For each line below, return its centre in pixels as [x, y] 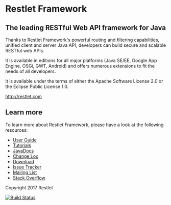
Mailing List [25, 172]
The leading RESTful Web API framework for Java [86, 28]
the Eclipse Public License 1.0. [37, 86]
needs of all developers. [31, 71]
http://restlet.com [24, 96]
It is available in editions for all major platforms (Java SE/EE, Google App [81, 61]
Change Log [26, 156]
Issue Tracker [27, 167]
